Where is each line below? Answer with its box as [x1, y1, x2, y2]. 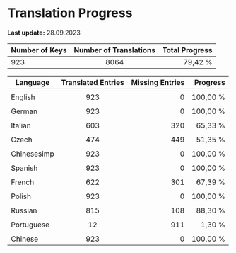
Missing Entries [131, 77, 185, 87]
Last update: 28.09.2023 [7, 28, 81, 37]
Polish [11, 191, 32, 201]
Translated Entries [61, 77, 125, 87]
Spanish [11, 163, 38, 173]
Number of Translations [73, 45, 155, 55]
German [11, 106, 37, 116]
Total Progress [162, 45, 213, 55]
